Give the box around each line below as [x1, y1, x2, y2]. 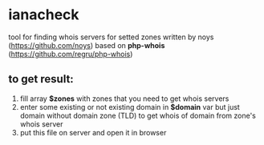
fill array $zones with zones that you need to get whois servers [19, 94, 229, 103]
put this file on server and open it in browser [19, 127, 167, 137]
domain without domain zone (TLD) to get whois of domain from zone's [19, 111, 257, 120]
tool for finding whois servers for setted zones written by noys [8, 32, 214, 42]
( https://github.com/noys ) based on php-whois [8, 40, 165, 50]
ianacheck [8, 6, 79, 24]
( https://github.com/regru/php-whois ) [8, 49, 133, 58]
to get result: [8, 72, 74, 86]
